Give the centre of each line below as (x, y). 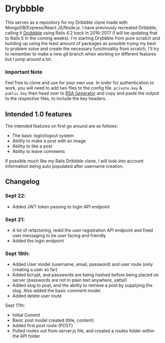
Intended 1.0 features (39, 114)
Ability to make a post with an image (49, 141)
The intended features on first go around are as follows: (62, 126)
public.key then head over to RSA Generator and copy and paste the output (82, 93)
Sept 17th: (15, 305)
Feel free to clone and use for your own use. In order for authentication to (80, 83)
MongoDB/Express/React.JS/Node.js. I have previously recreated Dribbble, (81, 27)
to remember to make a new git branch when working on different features (81, 54)
